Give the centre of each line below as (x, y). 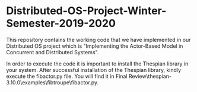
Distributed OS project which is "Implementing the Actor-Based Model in (95, 46)
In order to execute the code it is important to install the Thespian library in (97, 64)
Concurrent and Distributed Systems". (53, 52)
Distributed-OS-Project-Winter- (86, 11)
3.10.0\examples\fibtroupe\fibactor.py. (53, 82)
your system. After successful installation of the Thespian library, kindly (94, 70)
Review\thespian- (150, 76)
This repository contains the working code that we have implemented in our (99, 40)
